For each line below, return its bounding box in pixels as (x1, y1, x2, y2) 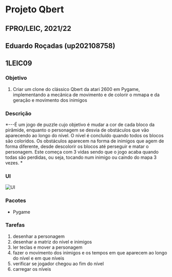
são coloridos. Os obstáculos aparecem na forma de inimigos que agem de (5, 138, 164, 144)
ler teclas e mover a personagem (12, 244, 83, 250)
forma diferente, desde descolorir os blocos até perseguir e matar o (5, 143, 149, 150)
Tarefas (5, 221, 25, 229)
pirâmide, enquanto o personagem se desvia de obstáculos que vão (5, 127, 149, 133)
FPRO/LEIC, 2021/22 (5, 24, 71, 33)
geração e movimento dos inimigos (12, 97, 87, 103)
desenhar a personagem (12, 233, 65, 239)
